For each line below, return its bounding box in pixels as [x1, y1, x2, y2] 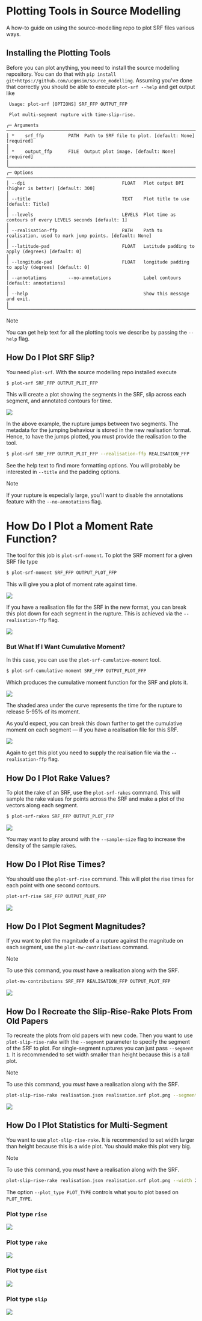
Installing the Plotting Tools [6, 48, 111, 58]
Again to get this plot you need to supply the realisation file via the [6, 749, 170, 756]
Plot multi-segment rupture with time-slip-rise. [8, 111, 136, 118]
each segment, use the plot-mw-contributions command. [6, 943, 149, 951]
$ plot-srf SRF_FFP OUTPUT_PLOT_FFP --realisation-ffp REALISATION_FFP [6, 451, 189, 457]
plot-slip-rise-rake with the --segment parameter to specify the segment [6, 1038, 191, 1045]
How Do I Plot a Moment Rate [6, 519, 153, 533]
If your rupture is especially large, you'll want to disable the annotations [6, 491, 183, 499]
